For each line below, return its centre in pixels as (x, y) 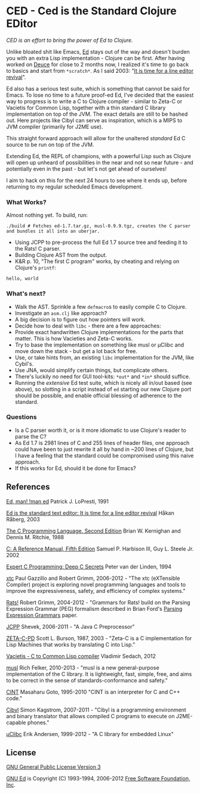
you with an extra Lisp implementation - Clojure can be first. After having (96, 58)
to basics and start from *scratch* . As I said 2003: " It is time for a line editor (100, 70)
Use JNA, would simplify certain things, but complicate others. (92, 370)
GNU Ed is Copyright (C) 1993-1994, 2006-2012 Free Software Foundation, (98, 778)
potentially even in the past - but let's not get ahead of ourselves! (87, 169)
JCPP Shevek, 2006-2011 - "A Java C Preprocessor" (71, 626)
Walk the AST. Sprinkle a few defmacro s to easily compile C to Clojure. (101, 307)
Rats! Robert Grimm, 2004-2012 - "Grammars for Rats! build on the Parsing (98, 602)
